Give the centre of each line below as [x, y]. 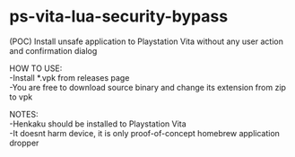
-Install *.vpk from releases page [69, 77]
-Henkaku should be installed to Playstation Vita [98, 124]
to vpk [21, 97]
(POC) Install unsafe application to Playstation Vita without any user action [147, 41]
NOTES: [24, 114]
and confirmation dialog [53, 50]
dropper [24, 143]
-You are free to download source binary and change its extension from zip [148, 87]
